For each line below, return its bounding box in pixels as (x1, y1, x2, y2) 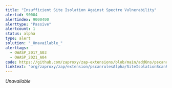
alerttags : (5, 45, 29, 50)
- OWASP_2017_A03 (10, 50, 47, 55)
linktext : (5, 64, 27, 69)
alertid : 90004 (5, 12, 38, 17)
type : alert (5, 36, 31, 41)
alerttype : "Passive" (5, 21, 52, 27)
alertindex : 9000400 (5, 17, 50, 22)
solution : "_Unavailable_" (5, 41, 63, 46)
